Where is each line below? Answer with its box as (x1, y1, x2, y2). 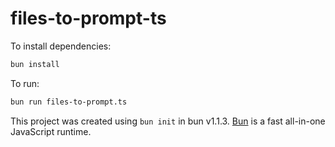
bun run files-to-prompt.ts (10, 97, 128, 107)
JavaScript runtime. (10, 125, 92, 137)
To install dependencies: (10, 40, 112, 52)
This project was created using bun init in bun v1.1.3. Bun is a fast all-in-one (10, 115, 326, 127)
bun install (10, 59, 60, 69)
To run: (10, 77, 40, 89)
